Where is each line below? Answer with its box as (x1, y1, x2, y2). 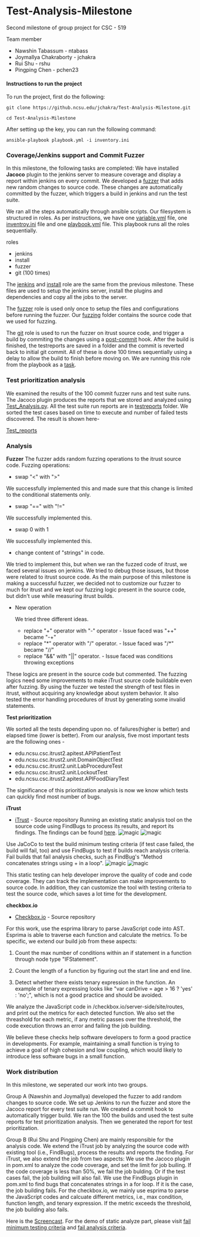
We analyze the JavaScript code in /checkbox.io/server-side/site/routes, (6, 1003, 184, 1010)
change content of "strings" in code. (14, 549, 105, 557)
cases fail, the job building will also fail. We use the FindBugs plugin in (6, 1174, 179, 1181)
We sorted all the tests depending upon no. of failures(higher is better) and (6, 725, 190, 733)
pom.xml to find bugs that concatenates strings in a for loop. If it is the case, (6, 1181, 194, 1188)
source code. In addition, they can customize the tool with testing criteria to (6, 884, 192, 891)
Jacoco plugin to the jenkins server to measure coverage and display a (6, 171, 181, 178)
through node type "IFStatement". (14, 955, 99, 963)
